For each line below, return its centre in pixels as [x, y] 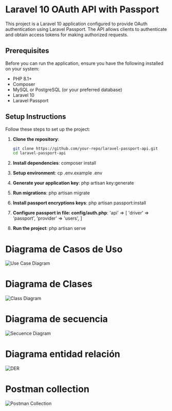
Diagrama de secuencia [57, 319]
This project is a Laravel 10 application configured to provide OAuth [77, 24]
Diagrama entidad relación [63, 354]
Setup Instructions [36, 117]
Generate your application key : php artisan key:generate [73, 183]
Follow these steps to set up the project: [48, 129]
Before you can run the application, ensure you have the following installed [84, 63]
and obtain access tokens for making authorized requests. [67, 34]
